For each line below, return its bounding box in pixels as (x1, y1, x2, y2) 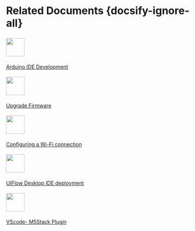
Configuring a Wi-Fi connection (6, 140, 82, 147)
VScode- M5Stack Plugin (6, 218, 67, 225)
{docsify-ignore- (105, 4, 190, 18)
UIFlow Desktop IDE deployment (6, 180, 84, 187)
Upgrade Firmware (6, 102, 52, 109)
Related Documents (6, 4, 104, 18)
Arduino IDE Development (6, 63, 69, 70)
